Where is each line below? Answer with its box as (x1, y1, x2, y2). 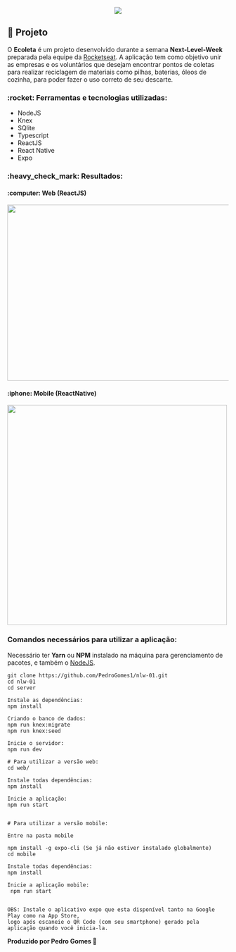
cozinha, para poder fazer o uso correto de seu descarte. (7, 75, 173, 84)
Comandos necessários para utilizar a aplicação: (7, 634, 178, 644)
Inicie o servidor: (7, 739, 65, 746)
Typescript (17, 131, 49, 140)
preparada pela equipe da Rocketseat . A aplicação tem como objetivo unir (7, 53, 222, 61)
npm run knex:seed (7, 727, 61, 734)
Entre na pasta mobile (7, 832, 74, 839)
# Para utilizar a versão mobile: (7, 820, 109, 827)
